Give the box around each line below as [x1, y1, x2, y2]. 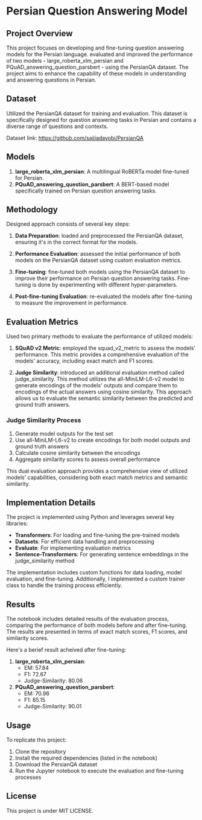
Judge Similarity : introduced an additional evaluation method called [14, 369, 185, 377]
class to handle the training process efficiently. [6, 582, 122, 589]
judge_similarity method [14, 557, 75, 565]
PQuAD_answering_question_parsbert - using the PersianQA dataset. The [6, 63, 189, 71]
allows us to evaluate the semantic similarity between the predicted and [14, 395, 194, 402]
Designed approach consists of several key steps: [6, 220, 130, 227]
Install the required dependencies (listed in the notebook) [14, 754, 158, 761]
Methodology [6, 205, 58, 215]
